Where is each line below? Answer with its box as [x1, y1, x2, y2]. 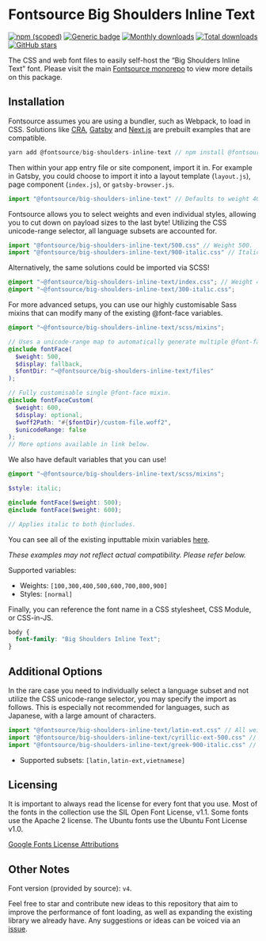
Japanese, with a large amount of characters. [8, 711, 157, 720]
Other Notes [8, 863, 70, 876]
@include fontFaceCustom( [8, 397, 93, 404]
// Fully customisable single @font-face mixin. [8, 389, 172, 397]
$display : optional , [15, 411, 83, 419]
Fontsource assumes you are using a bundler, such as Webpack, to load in [8, 116, 251, 126]
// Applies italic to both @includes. [8, 520, 136, 528]
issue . [8, 924, 28, 934]
